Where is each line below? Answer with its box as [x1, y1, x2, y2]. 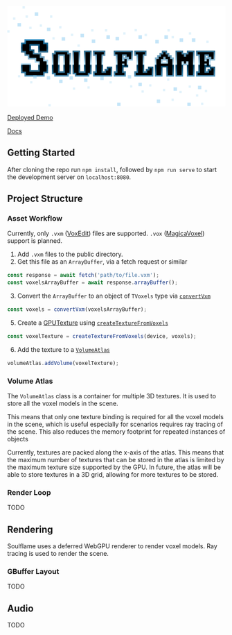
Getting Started [7, 147, 75, 159]
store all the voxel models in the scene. [7, 399, 119, 408]
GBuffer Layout [7, 567, 60, 577]
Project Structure [7, 193, 83, 205]
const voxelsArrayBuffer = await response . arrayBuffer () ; [7, 279, 178, 287]
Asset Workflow [7, 213, 63, 223]
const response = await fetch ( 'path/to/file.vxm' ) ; [7, 272, 159, 279]
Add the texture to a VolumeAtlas [17, 345, 111, 353]
